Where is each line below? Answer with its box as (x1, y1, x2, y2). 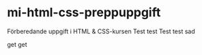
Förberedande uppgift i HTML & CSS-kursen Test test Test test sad (7, 27, 196, 35)
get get (7, 40, 27, 48)
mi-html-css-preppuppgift (7, 5, 161, 20)
